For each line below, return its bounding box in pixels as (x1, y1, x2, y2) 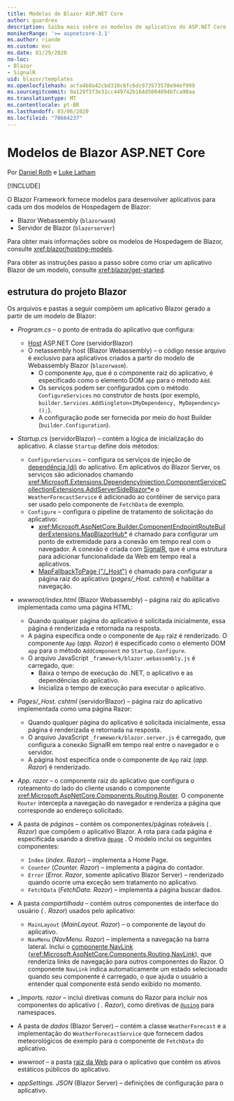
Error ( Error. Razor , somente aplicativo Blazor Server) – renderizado (27, 870, 224, 880)
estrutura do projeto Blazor (7, 285, 127, 298)
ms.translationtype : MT (7, 95, 77, 102)
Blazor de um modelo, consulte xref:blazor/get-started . (7, 266, 166, 274)
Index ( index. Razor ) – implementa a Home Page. (27, 856, 169, 864)
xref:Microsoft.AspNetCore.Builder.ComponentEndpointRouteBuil (38, 523, 226, 531)
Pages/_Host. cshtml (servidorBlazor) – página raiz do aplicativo (17, 697, 203, 706)
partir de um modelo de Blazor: (7, 312, 96, 320)
